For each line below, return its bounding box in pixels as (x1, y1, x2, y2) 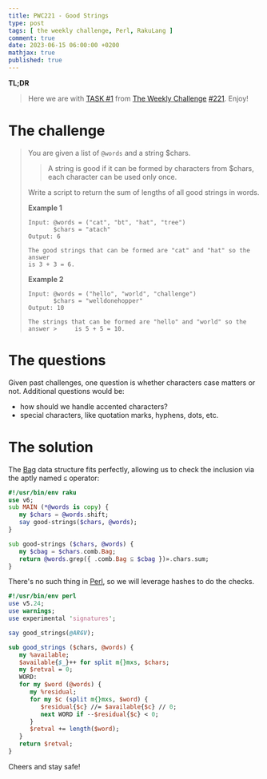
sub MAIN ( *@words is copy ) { (8, 503, 110, 511)
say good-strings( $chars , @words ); (18, 519, 137, 527)
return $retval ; (18, 740, 74, 748)
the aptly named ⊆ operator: (8, 473, 100, 483)
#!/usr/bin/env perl (8, 592, 78, 600)
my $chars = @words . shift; (18, 511, 110, 519)
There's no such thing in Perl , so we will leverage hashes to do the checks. (8, 577, 254, 586)
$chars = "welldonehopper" (53, 296, 143, 304)
